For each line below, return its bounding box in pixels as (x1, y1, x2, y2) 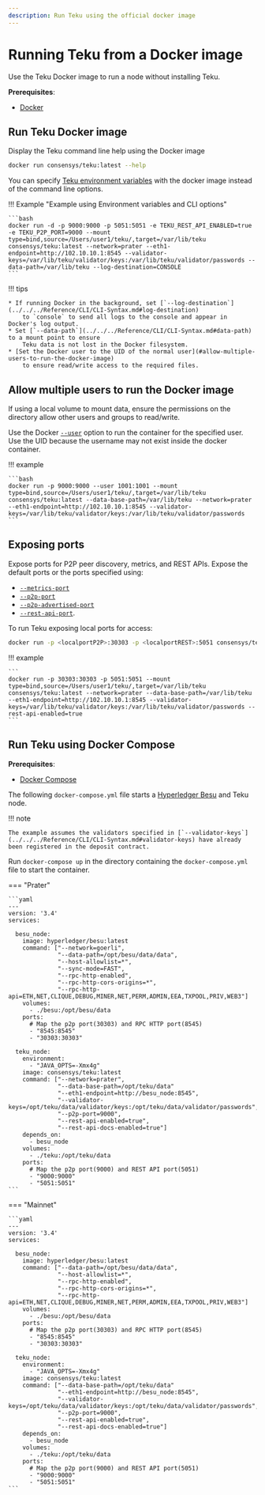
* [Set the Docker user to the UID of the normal (8, 348, 175, 356)
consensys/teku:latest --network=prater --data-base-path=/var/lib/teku (8, 689, 252, 697)
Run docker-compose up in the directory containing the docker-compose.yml (8, 856, 248, 866)
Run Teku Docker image (8, 125, 128, 138)
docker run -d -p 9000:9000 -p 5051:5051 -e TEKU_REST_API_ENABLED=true (8, 222, 252, 230)
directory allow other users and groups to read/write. (8, 413, 180, 422)
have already (198, 836, 242, 844)
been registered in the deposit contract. (8, 843, 150, 851)
